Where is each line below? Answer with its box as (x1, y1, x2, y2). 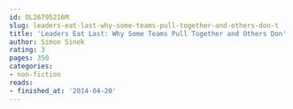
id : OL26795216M (9, 12, 69, 22)
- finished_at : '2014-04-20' (9, 86, 117, 95)
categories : (9, 62, 53, 71)
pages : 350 (9, 54, 50, 62)
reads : (9, 78, 34, 87)
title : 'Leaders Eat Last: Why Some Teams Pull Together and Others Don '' (9, 29, 291, 38)
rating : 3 (9, 46, 46, 54)
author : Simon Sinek (9, 37, 86, 47)
